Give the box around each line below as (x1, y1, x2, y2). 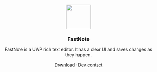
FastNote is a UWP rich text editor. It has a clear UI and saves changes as (4, 46, 153, 53)
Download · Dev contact (54, 62, 103, 68)
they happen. (65, 52, 92, 58)
